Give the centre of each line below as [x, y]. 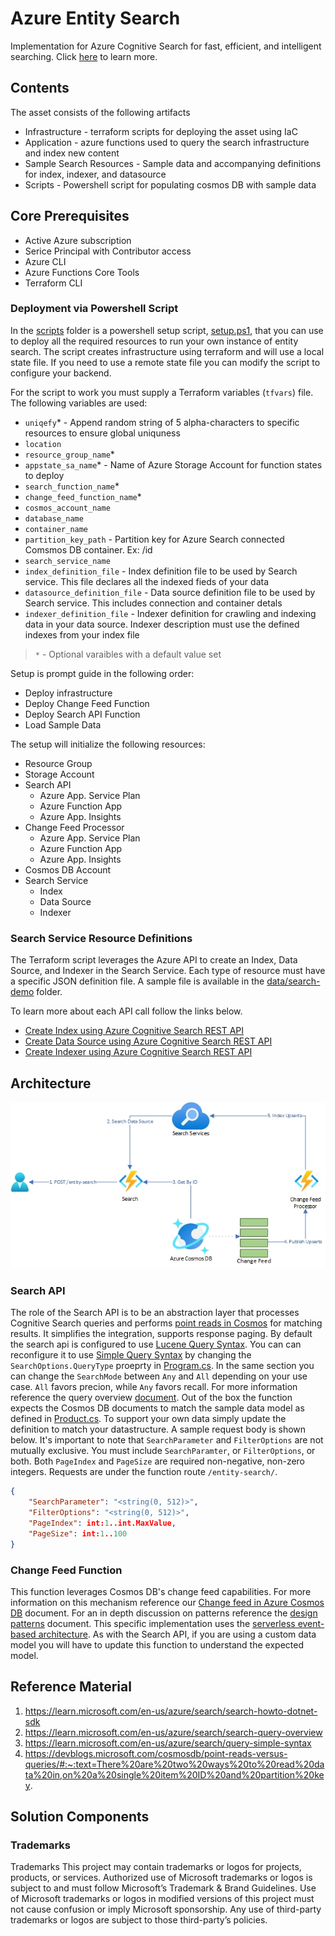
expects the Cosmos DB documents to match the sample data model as [157, 1408]
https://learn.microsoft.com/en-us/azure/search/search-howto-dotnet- [171, 1711]
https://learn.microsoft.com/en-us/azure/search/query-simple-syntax [168, 1743]
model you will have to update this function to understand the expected [157, 1644]
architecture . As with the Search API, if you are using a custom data [177, 1634]
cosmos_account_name [67, 508]
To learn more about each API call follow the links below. [126, 1011]
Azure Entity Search [95, 18]
